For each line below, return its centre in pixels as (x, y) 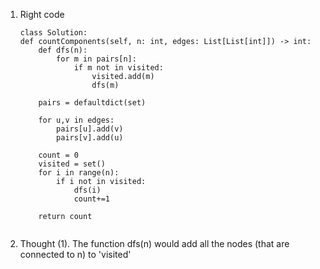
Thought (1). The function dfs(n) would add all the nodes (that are (154, 243)
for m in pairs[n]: (96, 59)
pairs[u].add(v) (90, 129)
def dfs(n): (63, 50)
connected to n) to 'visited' (75, 254)
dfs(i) (87, 190)
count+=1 (91, 199)
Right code (42, 14)
